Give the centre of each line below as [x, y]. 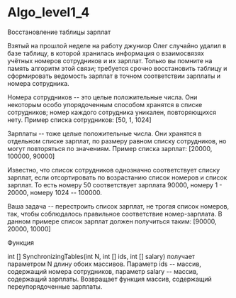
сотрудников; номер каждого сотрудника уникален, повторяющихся [112, 112]
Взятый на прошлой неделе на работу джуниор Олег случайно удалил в [117, 45]
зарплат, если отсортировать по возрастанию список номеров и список [117, 177]
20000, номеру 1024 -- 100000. [55, 192]
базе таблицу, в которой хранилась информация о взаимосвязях [106, 53]
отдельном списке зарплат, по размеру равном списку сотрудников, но [117, 141]
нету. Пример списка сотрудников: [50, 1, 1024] [79, 120]
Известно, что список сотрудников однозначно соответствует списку [114, 170]
